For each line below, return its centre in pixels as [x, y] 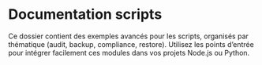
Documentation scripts [85, 14]
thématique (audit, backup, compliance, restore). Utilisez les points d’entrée [131, 44]
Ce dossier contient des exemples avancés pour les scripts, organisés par [128, 36]
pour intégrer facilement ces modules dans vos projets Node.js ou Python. [129, 52]
